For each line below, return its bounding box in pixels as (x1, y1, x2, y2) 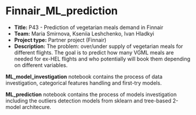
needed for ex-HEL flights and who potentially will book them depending (14, 55, 191, 62)
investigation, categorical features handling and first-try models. (5, 79, 162, 87)
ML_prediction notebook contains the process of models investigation (5, 91, 177, 98)
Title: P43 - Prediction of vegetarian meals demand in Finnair (14, 24, 164, 31)
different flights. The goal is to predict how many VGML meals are (14, 49, 174, 56)
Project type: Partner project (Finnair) (14, 36, 107, 43)
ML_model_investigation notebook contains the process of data (5, 73, 163, 80)
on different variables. (14, 61, 68, 69)
